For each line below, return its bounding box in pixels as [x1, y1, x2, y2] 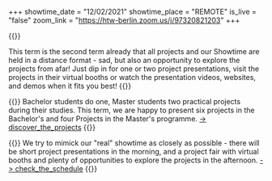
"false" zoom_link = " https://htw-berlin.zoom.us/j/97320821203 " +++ [8, 15, 240, 25]
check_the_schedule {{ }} [15, 164, 98, 173]
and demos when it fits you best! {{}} [8, 81, 132, 90]
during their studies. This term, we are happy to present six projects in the [8, 105, 255, 115]
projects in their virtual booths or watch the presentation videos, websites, [8, 73, 257, 82]
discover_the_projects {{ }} [8, 123, 96, 132]
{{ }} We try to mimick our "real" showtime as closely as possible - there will [8, 138, 260, 148]
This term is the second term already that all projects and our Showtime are [8, 47, 260, 56]
